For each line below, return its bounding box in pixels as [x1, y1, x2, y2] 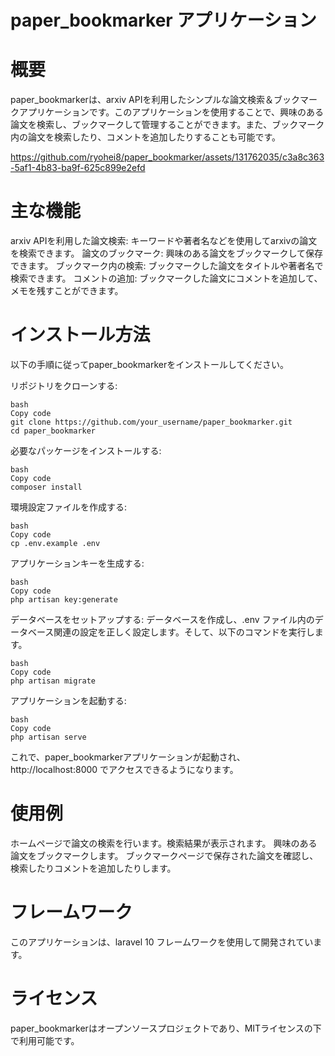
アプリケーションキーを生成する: [10, 557, 145, 569]
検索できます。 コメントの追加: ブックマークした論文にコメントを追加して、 [10, 272, 323, 285]
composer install [10, 482, 83, 492]
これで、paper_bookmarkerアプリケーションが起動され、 [10, 751, 246, 763]
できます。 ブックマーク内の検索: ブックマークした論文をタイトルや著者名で [10, 260, 324, 272]
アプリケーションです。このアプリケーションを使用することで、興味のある [18, 106, 325, 118]
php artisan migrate [10, 676, 97, 686]
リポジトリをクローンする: [10, 380, 118, 391]
